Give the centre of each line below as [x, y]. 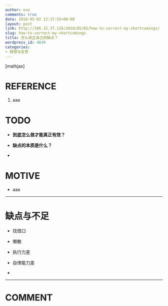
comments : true [21, 15]
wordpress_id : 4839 [25, 43]
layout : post [19, 24]
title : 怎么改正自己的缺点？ [32, 38]
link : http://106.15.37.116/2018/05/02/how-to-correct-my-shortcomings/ [82, 29]
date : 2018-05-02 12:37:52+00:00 [40, 19]
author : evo [17, 10]
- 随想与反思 [17, 52]
